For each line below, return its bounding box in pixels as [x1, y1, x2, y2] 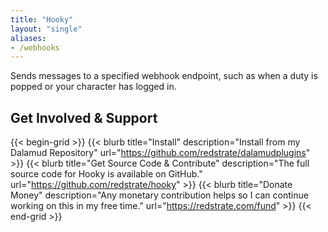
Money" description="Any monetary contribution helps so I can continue [10, 189, 309, 201]
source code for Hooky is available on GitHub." [10, 168, 203, 180]
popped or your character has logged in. [10, 81, 177, 93]
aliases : [10, 33, 47, 43]
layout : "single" [10, 24, 83, 34]
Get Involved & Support [10, 109, 158, 126]
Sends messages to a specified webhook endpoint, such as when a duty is [10, 70, 318, 82]
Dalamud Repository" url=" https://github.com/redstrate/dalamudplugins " [10, 147, 311, 159]
